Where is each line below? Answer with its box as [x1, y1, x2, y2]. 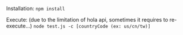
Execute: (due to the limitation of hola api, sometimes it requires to [6, 16, 168, 23]
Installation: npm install [6, 5, 65, 12]
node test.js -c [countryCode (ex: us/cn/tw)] [33, 23, 151, 29]
